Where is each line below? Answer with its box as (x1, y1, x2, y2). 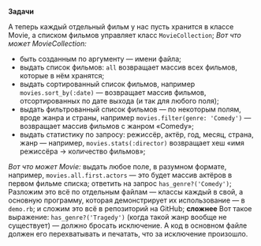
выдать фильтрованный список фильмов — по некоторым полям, (19, 104, 242, 114)
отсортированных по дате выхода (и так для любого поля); (19, 97, 219, 105)
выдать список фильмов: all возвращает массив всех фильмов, (19, 62, 238, 72)
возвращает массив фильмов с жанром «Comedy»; (19, 122, 195, 131)
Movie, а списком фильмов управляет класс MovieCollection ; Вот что (8, 31, 242, 40)
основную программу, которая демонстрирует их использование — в (8, 195, 246, 205)
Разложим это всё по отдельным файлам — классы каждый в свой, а (8, 187, 244, 196)
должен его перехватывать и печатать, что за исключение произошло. (8, 229, 248, 238)
